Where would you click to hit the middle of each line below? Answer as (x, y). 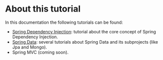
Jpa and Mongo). (30, 47)
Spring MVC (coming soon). (40, 52)
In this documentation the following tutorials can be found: (64, 22)
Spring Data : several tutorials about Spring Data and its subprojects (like (85, 42)
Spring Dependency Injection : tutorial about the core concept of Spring (84, 31)
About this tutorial (43, 9)
